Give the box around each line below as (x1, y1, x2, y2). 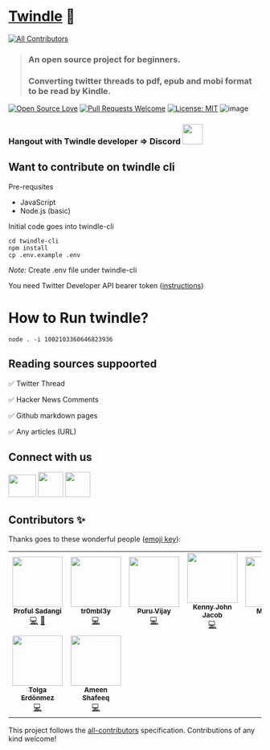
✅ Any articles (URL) (8, 426, 77, 436)
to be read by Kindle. (27, 85, 111, 96)
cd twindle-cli (8, 237, 59, 245)
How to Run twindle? (8, 309, 149, 328)
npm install (8, 244, 48, 252)
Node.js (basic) (19, 206, 71, 215)
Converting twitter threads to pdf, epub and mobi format (27, 75, 252, 87)
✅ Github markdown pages (8, 410, 98, 420)
